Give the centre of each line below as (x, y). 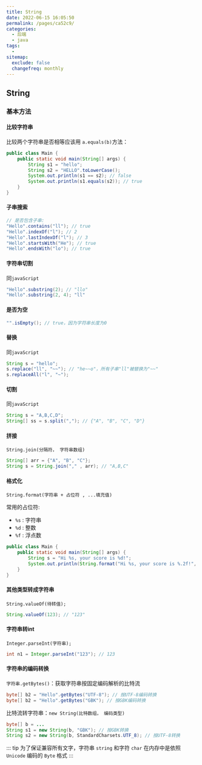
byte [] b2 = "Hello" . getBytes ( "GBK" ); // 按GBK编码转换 (76, 700)
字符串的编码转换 (28, 668)
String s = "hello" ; (32, 363)
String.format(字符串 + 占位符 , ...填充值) (59, 495)
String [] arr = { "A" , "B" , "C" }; (49, 461)
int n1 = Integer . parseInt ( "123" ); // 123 (61, 654)
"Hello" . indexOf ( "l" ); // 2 (42, 232)
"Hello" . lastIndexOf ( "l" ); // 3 (47, 238)
